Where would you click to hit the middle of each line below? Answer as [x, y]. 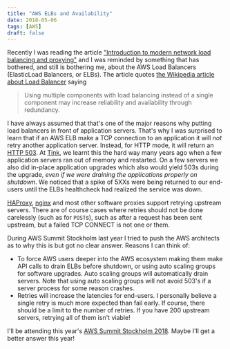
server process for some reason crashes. [76, 288]
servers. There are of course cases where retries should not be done [105, 210]
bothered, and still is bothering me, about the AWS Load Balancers [102, 67]
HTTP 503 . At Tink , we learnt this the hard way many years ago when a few [115, 153]
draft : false [26, 33]
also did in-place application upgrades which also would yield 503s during [113, 167]
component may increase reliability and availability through [108, 103]
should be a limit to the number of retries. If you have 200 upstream [113, 310]
